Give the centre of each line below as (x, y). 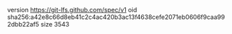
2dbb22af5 (23, 24)
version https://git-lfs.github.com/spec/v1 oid (72, 10)
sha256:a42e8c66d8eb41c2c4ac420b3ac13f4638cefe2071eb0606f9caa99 (116, 17)
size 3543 (55, 24)
